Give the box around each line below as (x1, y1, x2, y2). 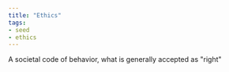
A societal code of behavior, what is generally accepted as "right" (8, 55, 223, 64)
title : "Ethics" (8, 11, 62, 20)
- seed (8, 26, 30, 34)
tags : (8, 19, 26, 27)
